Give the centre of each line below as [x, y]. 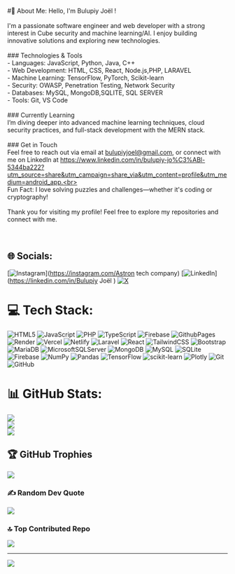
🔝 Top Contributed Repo [49, 528]
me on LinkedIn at [33, 160]
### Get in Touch [33, 145]
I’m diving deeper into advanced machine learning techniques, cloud [106, 122]
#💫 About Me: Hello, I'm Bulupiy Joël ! [62, 11]
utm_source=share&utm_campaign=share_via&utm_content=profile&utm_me [117, 175]
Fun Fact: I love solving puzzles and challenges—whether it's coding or [110, 190]
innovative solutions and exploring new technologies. [84, 41]
